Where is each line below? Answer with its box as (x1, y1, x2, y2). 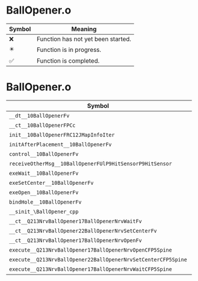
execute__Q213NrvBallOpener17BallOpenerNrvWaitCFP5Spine (9, 266, 172, 272)
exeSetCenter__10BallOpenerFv (9, 179, 94, 186)
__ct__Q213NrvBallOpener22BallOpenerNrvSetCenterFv (9, 227, 157, 234)
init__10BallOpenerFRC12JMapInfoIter (9, 131, 115, 138)
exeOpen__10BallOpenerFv (9, 189, 79, 195)
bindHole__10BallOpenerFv (9, 198, 82, 205)
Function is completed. (36, 57, 100, 65)
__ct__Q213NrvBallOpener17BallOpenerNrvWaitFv (9, 218, 143, 224)
